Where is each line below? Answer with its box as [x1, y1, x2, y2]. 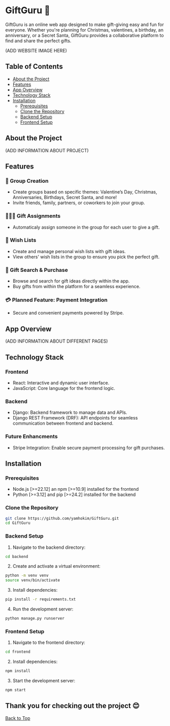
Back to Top [5, 715, 30, 721]
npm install [5, 668, 30, 674]
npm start [5, 687, 26, 692]
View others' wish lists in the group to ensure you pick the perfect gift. [12, 254, 160, 260]
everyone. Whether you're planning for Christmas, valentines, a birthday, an [5, 26, 164, 33]
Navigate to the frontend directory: [12, 639, 85, 646]
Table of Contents [5, 62, 63, 71]
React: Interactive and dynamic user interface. [12, 379, 110, 386]
